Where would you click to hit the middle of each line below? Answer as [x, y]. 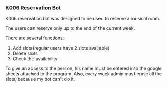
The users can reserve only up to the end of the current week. [70, 28]
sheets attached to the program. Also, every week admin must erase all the [84, 74]
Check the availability [35, 59]
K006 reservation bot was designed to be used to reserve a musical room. [83, 19]
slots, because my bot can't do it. [40, 79]
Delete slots [25, 53]
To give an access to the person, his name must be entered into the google [83, 69]
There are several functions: [35, 38]
